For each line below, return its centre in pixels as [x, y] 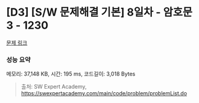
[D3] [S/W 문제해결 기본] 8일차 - [84, 12]
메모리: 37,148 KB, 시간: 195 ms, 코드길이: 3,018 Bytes [71, 74]
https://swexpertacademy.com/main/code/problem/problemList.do [104, 93]
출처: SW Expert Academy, [54, 87]
